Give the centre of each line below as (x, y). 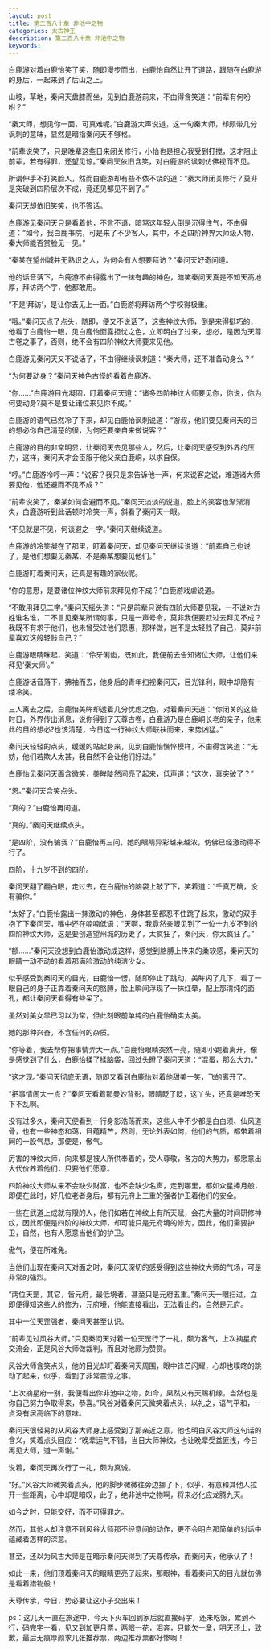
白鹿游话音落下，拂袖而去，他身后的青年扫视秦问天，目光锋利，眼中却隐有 (131, 682)
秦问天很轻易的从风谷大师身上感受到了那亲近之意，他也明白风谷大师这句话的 (135, 1430)
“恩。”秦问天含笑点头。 (45, 791)
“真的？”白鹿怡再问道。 (47, 808)
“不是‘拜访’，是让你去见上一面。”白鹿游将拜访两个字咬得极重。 (110, 305)
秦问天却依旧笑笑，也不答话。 (57, 205)
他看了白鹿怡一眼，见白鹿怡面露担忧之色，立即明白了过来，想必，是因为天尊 (135, 332)
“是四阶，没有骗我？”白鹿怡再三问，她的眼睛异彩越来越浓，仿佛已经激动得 (131, 842)
